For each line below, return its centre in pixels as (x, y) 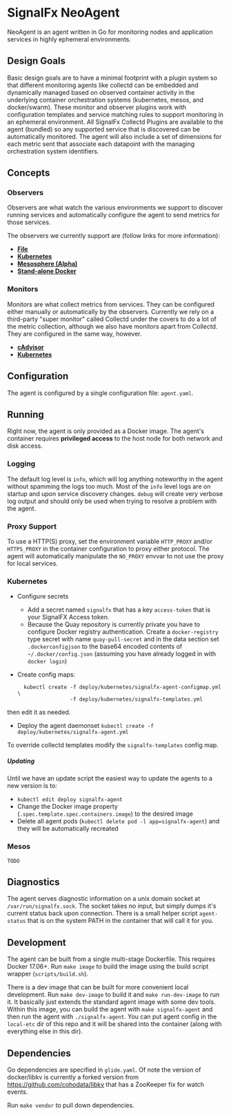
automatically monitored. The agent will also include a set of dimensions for (114, 136)
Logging (21, 464)
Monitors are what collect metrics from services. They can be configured (111, 304)
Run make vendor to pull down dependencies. (71, 1105)
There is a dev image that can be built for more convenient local (98, 987)
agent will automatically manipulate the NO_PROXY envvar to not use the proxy (115, 556)
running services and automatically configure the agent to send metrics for (113, 215)
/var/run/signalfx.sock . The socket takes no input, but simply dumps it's (112, 906)
